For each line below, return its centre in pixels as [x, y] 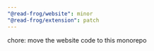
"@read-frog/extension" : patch [53, 20]
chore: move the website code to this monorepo [77, 40]
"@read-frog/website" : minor [50, 14]
